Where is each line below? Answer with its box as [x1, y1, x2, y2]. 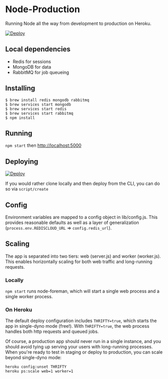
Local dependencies [5, 45, 71, 54]
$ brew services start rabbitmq [5, 111, 73, 116]
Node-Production [5, 4, 80, 15]
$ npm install [5, 115, 35, 120]
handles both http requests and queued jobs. [5, 329, 99, 335]
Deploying [5, 157, 38, 166]
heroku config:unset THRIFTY [5, 364, 67, 369]
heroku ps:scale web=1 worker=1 [5, 369, 73, 374]
